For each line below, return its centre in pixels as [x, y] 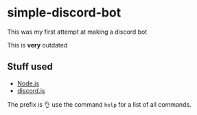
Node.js [28, 83]
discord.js [31, 90]
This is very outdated [37, 45]
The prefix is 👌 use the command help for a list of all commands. [99, 104]
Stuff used [30, 67]
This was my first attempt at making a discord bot [77, 32]
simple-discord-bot [64, 13]
